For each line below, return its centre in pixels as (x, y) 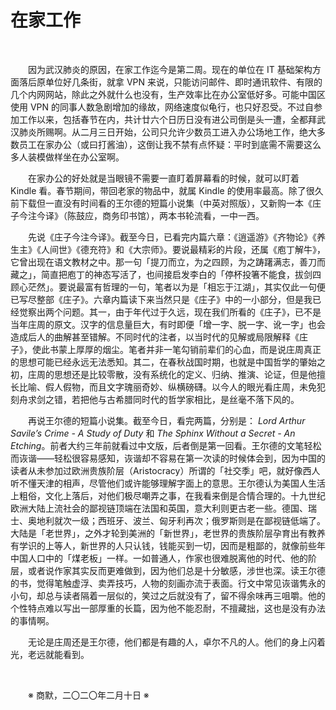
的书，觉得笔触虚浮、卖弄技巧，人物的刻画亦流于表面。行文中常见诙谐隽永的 (168, 583)
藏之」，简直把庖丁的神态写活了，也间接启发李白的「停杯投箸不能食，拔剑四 (166, 274)
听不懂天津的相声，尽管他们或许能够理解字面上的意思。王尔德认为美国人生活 (168, 483)
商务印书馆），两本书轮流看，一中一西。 (183, 215)
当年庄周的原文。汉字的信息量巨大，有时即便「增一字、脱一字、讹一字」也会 (168, 324)
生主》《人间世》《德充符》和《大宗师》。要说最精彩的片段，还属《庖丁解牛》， (168, 249)
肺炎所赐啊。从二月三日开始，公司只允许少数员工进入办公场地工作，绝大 (167, 132)
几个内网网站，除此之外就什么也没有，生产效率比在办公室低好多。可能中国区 (168, 94)
